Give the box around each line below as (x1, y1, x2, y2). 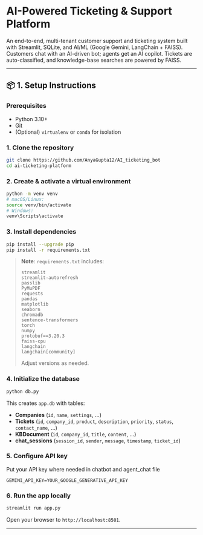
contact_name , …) (14, 424, 57, 431)
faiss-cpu (21, 338, 47, 344)
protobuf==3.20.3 (21, 333, 65, 340)
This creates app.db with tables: (6, 399, 85, 407)
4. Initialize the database (6, 375, 80, 383)
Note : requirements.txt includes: (21, 258, 105, 265)
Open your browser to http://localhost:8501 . (6, 516, 121, 524)
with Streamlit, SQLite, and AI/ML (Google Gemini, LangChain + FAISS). (6, 44, 183, 51)
